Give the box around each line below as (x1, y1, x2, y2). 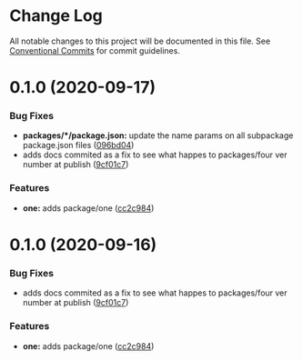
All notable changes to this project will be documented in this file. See (9, 35, 271, 46)
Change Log (9, 5, 103, 26)
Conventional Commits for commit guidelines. (9, 45, 180, 55)
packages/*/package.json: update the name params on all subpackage (22, 130, 294, 141)
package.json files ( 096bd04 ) (22, 140, 135, 151)
